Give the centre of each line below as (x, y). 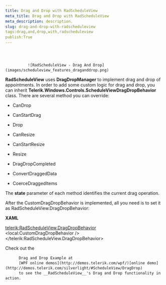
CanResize (24, 135)
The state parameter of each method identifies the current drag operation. (82, 193)
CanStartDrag (27, 115)
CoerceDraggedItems (35, 183)
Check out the (20, 248)
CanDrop (22, 105)
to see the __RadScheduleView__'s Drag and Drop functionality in (90, 273)
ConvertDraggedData (34, 174)
